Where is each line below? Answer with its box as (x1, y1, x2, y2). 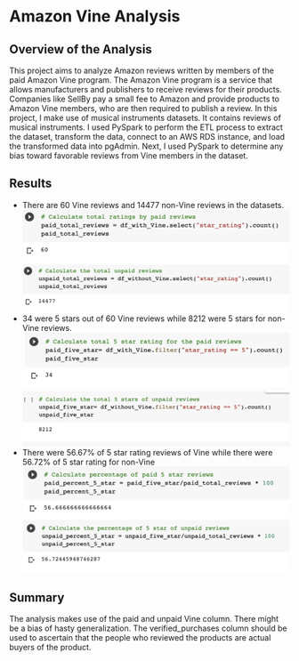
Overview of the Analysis (9, 42, 153, 57)
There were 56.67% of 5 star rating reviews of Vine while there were (21, 447, 273, 457)
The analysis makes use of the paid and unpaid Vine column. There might (9, 614, 279, 625)
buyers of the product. (9, 642, 92, 653)
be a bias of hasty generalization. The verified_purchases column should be (9, 623, 287, 633)
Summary (9, 590, 65, 605)
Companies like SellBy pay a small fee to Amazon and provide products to (9, 93, 280, 104)
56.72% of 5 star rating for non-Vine (21, 456, 156, 467)
